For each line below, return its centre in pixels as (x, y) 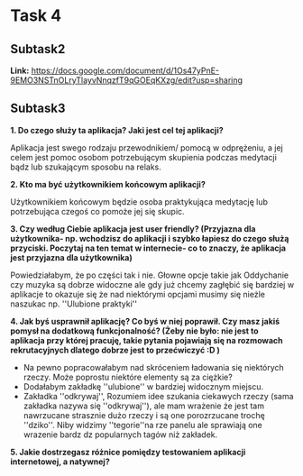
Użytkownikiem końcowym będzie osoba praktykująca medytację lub (139, 201)
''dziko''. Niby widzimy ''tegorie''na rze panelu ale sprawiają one (142, 425)
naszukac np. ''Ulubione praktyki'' (74, 304)
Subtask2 (38, 49)
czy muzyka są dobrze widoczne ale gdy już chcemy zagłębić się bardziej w (152, 284)
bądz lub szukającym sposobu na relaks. (86, 167)
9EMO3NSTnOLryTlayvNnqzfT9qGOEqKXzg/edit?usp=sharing (126, 80)
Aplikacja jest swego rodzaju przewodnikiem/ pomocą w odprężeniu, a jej (147, 147)
